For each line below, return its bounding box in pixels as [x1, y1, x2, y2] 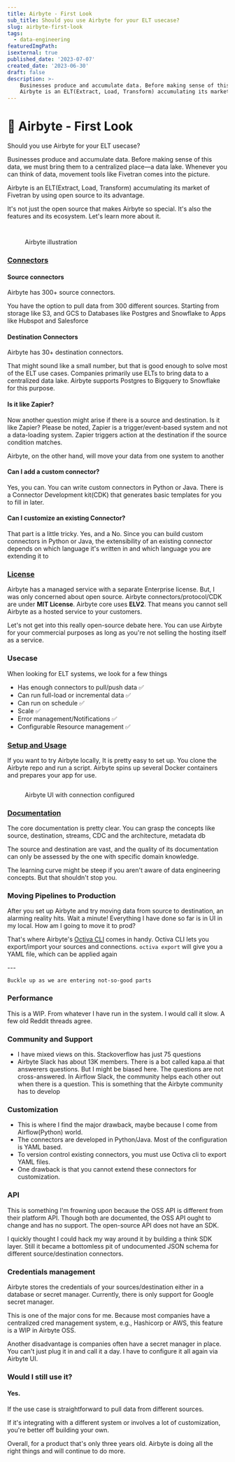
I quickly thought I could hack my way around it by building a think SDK [7, 1235, 212, 1243]
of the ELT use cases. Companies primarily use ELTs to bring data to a [7, 369, 208, 378]
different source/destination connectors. [7, 1249, 124, 1258]
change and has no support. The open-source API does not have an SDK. [7, 1221, 219, 1229]
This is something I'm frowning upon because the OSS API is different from [7, 1206, 224, 1214]
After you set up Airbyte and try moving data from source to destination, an [7, 907, 224, 915]
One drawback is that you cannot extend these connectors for [17, 1165, 197, 1174]
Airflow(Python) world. [17, 1128, 83, 1137]
